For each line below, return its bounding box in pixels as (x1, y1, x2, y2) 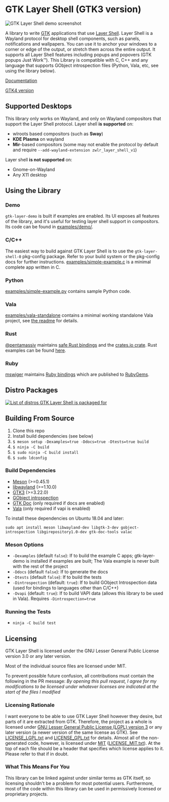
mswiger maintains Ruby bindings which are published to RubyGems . (5, 371, 149, 377)
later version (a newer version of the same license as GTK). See (5, 729, 138, 735)
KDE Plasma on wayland (12, 136, 64, 142)
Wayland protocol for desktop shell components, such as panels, (5, 35, 141, 41)
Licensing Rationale (5, 702, 55, 709)
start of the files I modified (5, 689, 61, 695)
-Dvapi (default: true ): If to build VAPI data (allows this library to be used (12, 590, 163, 597)
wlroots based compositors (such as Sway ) (12, 131, 104, 137)
